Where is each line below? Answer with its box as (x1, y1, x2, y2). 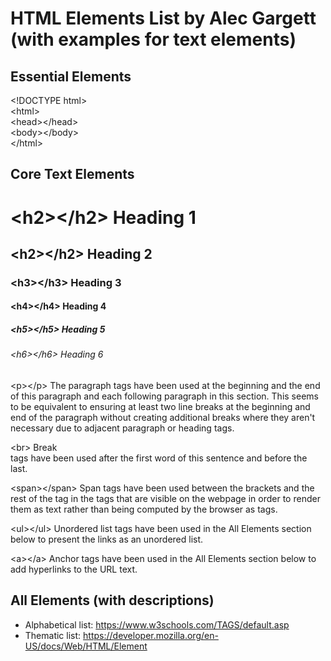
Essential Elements (10, 68, 132, 85)
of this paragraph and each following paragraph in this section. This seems (10, 390, 319, 402)
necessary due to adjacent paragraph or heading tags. (10, 422, 235, 434)
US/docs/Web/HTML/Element (24, 640, 148, 652)
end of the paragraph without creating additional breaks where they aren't (10, 412, 316, 424)
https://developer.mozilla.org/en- (83, 629, 219, 641)
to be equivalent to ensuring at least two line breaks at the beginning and (10, 401, 311, 413)
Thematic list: (24, 629, 82, 641)
